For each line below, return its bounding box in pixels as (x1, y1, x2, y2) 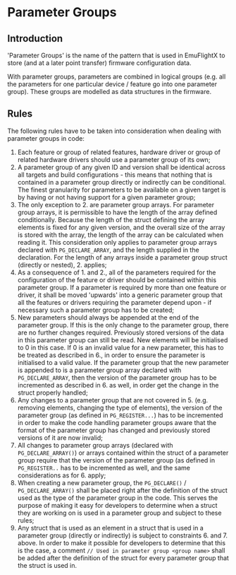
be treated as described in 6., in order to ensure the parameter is (17, 351, 206, 359)
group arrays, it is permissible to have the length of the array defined (17, 208, 218, 216)
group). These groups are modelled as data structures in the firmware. (7, 88, 212, 95)
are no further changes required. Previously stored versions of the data (17, 328, 224, 337)
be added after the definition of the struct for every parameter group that (17, 553, 229, 562)
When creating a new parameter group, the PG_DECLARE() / (17, 478, 187, 487)
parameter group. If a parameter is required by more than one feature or (17, 283, 227, 291)
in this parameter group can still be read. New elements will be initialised (17, 335, 228, 344)
